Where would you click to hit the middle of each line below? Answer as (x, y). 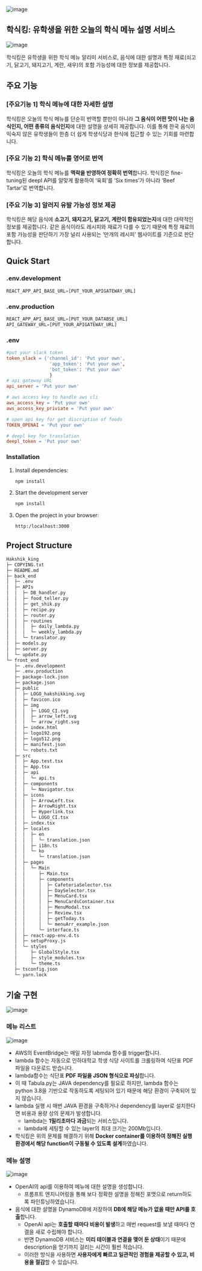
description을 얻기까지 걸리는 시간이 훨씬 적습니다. (84, 1247)
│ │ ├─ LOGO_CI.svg (41, 711)
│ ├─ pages (29, 863)
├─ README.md (23, 570)
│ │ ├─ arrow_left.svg (46, 716)
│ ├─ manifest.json (40, 744)
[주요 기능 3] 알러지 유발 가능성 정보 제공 (61, 205)
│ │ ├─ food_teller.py (37, 599)
